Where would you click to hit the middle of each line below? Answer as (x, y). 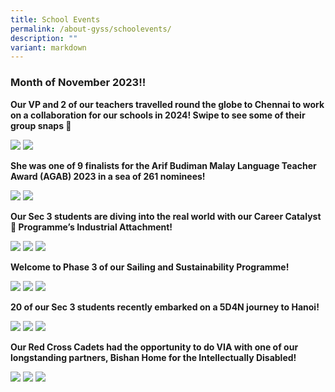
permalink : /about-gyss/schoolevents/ (91, 29)
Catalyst (303, 216)
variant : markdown (48, 47)
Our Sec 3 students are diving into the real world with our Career (147, 216)
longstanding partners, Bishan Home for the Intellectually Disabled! (153, 357)
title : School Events (55, 19)
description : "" (44, 38)
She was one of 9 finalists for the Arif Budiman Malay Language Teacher (163, 165)
